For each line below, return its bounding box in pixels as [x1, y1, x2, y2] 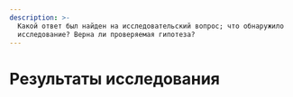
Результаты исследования [9, 68, 221, 89]
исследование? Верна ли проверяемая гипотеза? [17, 30, 196, 39]
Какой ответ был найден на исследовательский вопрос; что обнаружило [17, 22, 284, 31]
